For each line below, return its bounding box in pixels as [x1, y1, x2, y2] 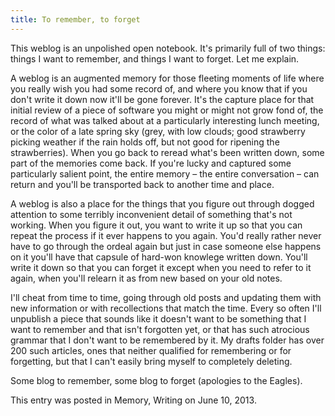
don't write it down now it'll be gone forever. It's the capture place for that [10, 93, 315, 105]
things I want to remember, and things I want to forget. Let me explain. [10, 52, 300, 65]
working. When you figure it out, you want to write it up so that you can [10, 219, 303, 231]
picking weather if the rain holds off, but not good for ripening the [10, 136, 280, 148]
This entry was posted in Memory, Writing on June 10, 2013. [10, 394, 257, 406]
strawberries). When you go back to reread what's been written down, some [10, 146, 325, 158]
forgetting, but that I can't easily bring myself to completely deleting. [10, 355, 293, 367]
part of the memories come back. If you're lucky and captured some [10, 157, 292, 169]
